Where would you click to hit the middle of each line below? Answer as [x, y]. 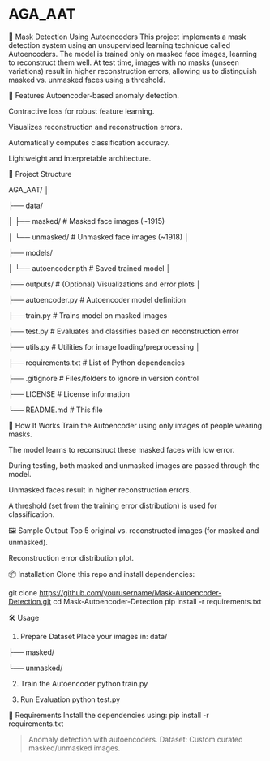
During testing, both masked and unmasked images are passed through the [134, 465]
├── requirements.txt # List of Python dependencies [96, 363]
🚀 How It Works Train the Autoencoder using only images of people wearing [135, 425]
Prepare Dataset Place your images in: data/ [94, 636]
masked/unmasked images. [74, 748]
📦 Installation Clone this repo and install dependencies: [102, 574]
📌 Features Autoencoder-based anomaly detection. [94, 95]
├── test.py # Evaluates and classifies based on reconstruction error [124, 331]
